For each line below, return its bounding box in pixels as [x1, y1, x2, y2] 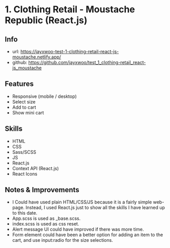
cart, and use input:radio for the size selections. [12, 237, 113, 243]
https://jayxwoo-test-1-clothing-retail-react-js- [20, 49, 119, 54]
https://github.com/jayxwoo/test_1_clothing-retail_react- [28, 59, 146, 65]
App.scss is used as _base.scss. [12, 215, 81, 221]
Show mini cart [12, 109, 44, 116]
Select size [12, 98, 36, 105]
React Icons [12, 171, 38, 177]
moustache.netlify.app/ [12, 54, 61, 60]
